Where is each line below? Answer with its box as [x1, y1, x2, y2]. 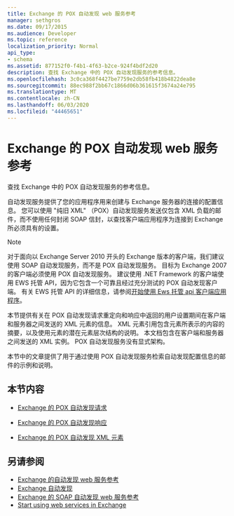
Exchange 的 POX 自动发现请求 [17, 403, 107, 412]
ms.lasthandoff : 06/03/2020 [7, 102, 90, 109]
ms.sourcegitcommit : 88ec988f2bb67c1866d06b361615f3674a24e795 [7, 82, 196, 89]
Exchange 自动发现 [17, 484, 73, 493]
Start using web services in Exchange [17, 501, 127, 509]
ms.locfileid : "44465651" [7, 108, 83, 115]
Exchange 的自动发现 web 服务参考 [17, 475, 119, 484]
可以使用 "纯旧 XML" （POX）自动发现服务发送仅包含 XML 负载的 [27, 206, 216, 215]
